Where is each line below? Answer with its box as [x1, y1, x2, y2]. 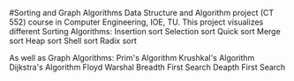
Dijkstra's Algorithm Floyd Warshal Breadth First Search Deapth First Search [9, 62, 286, 72]
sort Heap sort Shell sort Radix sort [9, 35, 137, 46]
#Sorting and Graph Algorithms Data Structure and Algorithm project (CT [9, 8, 275, 18]
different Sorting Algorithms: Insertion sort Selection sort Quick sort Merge [9, 26, 281, 36]
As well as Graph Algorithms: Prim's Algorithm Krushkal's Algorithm [9, 53, 255, 63]
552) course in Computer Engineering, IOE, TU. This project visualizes [9, 17, 264, 27]
